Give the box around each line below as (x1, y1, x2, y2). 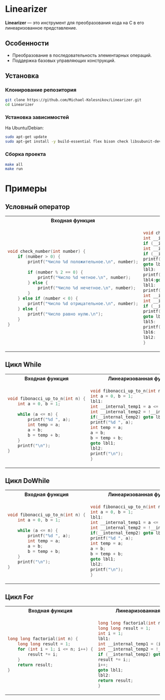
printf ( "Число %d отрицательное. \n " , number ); (27, 301, 138, 306)
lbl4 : (143, 277, 156, 283)
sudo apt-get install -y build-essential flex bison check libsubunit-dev (5, 139, 162, 144)
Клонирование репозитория (5, 87, 77, 93)
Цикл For (5, 593, 34, 601)
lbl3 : (143, 267, 156, 273)
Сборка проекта (5, 151, 46, 158)
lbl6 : (143, 329, 156, 335)
